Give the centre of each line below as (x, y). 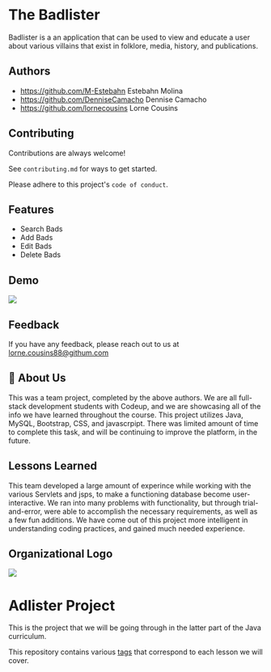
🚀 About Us (37, 378)
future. (19, 440)
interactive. (27, 502)
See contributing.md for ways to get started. (83, 168)
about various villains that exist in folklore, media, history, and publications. (133, 45)
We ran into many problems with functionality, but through (144, 502)
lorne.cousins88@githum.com (59, 353)
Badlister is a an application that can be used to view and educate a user (129, 37)
